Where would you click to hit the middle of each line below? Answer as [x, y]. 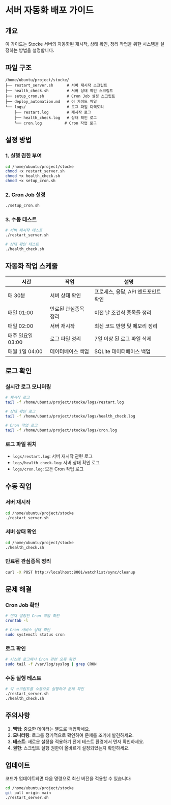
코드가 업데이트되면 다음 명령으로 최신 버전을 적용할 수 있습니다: [68, 779]
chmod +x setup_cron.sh [31, 181]
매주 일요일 [20, 335]
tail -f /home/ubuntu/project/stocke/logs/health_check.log [70, 416]
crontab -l [17, 621]
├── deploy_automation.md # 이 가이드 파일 [51, 101]
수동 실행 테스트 [23, 678]
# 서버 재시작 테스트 [24, 230]
